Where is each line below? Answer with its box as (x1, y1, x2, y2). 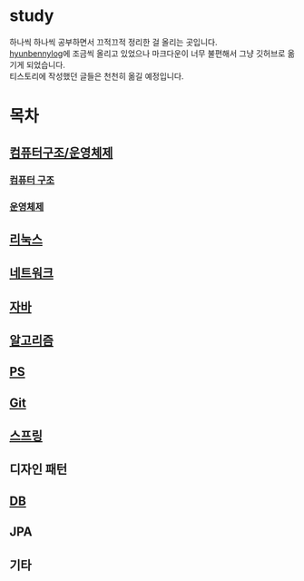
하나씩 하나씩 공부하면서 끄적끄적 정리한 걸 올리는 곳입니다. (9, 36, 218, 47)
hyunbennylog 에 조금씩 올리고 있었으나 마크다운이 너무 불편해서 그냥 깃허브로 (9, 47, 286, 59)
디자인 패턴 (9, 462, 68, 478)
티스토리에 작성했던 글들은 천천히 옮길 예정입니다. (9, 70, 184, 82)
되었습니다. (25, 59, 66, 70)
